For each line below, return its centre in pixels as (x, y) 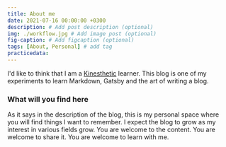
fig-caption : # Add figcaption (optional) (71, 40)
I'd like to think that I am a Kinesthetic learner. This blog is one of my (107, 73)
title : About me (31, 14)
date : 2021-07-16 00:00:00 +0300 (57, 20)
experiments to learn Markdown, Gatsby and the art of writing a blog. (108, 81)
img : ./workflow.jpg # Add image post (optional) (82, 34)
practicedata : (28, 54)
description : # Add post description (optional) (80, 27)
